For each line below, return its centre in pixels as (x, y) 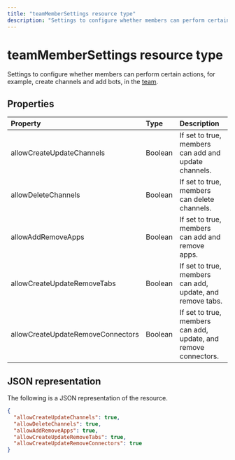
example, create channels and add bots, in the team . (83, 82)
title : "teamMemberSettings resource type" (72, 14)
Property (26, 123)
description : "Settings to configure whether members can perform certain (119, 20)
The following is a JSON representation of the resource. (87, 398)
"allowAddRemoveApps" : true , (56, 431)
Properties (31, 103)
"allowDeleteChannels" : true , (57, 424)
